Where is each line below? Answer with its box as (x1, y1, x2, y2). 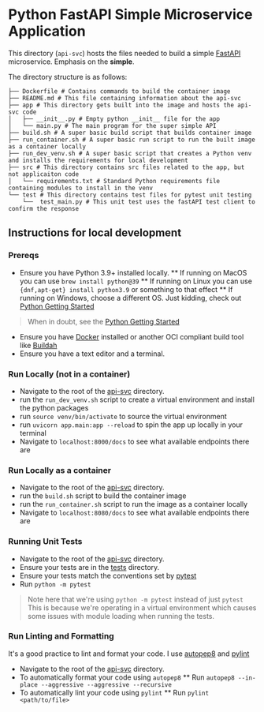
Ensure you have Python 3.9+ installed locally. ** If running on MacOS (19, 268, 247, 277)
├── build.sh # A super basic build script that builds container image (8, 129, 252, 137)
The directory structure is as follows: (8, 72, 128, 81)
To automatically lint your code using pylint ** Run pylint (19, 688, 210, 697)
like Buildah (19, 340, 58, 350)
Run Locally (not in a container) (8, 369, 131, 380)
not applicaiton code (8, 170, 80, 178)
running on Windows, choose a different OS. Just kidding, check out (19, 293, 242, 302)
